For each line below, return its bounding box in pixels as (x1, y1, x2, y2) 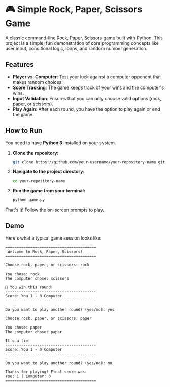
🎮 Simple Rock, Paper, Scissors (5, 4, 143, 15)
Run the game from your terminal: (12, 188, 85, 194)
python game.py (12, 197, 45, 203)
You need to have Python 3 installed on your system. (5, 140, 116, 146)
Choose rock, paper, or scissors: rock (5, 262, 90, 267)
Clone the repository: (12, 150, 59, 156)
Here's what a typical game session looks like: (5, 235, 102, 241)
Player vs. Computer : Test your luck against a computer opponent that (12, 74, 161, 80)
